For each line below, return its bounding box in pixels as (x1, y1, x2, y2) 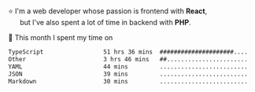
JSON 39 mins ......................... (8, 70, 248, 78)
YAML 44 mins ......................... (8, 62, 248, 71)
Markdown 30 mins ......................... (8, 77, 248, 85)
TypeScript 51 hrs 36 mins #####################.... (8, 48, 248, 56)
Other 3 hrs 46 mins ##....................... (8, 55, 248, 63)
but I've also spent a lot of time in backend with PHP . (19, 18, 191, 27)
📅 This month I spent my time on (8, 33, 113, 42)
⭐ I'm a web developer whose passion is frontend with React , (8, 6, 208, 16)
